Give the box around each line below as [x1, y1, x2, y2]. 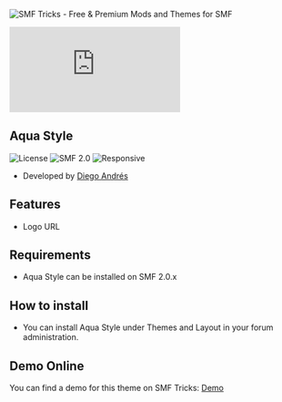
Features [9, 197, 61, 212]
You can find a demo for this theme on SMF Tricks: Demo [9, 383, 225, 394]
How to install [9, 297, 89, 314]
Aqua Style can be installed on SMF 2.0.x [22, 272, 177, 283]
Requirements [9, 247, 91, 263]
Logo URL [22, 221, 61, 232]
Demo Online [9, 358, 85, 374]
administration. [22, 332, 79, 343]
